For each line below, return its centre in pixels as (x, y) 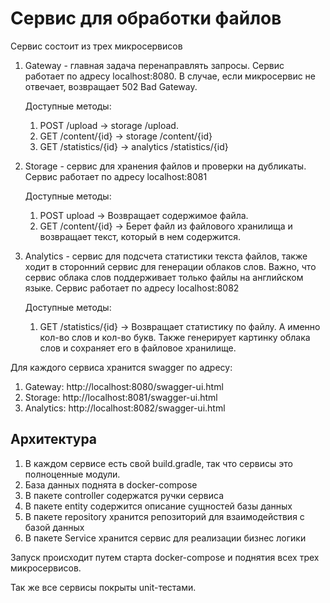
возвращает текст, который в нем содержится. (140, 236)
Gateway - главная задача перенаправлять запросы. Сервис (154, 65)
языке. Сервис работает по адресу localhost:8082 (132, 288)
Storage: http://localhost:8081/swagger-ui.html (121, 397)
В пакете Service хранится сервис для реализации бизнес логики (165, 538)
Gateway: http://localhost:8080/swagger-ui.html (124, 386)
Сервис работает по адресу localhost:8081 (116, 176)
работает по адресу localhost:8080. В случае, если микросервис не (170, 76)
